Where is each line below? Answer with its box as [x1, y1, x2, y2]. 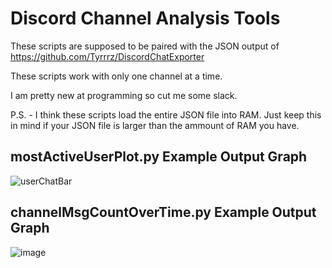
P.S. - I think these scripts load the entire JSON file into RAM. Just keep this [10, 108, 322, 121]
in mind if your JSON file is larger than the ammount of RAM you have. [10, 119, 300, 131]
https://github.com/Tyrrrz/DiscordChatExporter [10, 50, 205, 62]
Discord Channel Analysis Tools [10, 7, 281, 30]
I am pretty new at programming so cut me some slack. [10, 89, 238, 101]
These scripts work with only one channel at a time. [10, 70, 223, 82]
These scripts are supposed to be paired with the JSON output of [10, 40, 280, 52]
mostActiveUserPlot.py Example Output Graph [10, 148, 308, 166]
